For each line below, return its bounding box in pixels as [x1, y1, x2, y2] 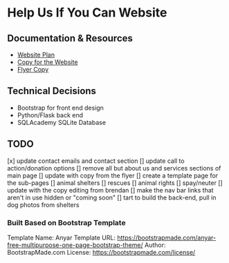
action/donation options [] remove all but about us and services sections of [7, 164, 221, 172]
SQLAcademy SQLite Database [17, 118, 106, 126]
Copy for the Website [17, 58, 78, 66]
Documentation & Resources [7, 32, 134, 44]
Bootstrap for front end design [17, 104, 104, 112]
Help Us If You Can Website [7, 5, 167, 21]
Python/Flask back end [17, 110, 84, 119]
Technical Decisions [7, 85, 97, 97]
